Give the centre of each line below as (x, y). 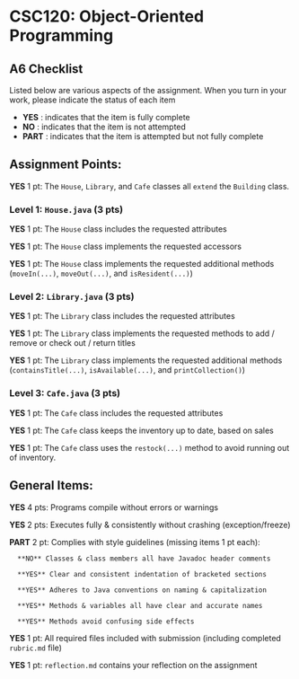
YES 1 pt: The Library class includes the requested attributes (122, 316)
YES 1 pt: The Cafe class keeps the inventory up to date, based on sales (141, 430)
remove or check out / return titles (73, 343)
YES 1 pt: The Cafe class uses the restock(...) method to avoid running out (149, 447)
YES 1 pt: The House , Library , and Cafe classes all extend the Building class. (149, 186)
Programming (62, 35)
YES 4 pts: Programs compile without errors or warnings (114, 507)
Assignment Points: (66, 165)
